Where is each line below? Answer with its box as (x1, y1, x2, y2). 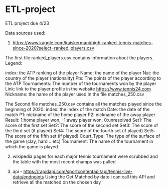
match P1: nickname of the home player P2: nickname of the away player (5, 112, 155, 118)
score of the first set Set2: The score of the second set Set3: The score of (5, 122, 158, 128)
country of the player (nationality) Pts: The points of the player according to (5, 75, 161, 81)
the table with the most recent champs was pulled (12, 158, 116, 164)
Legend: (5, 60, 23, 66)
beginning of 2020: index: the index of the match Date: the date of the (5, 106, 150, 112)
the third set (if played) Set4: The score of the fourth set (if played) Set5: (5, 127, 155, 134)
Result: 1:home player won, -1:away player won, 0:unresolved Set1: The (5, 117, 152, 123)
